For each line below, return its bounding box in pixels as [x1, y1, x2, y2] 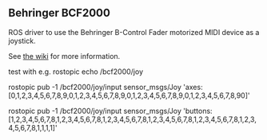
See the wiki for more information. [8, 51, 121, 60]
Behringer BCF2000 [8, 6, 110, 20]
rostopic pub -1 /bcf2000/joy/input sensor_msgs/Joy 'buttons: [8, 106, 213, 115]
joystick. [8, 36, 36, 45]
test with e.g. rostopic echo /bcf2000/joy [8, 67, 144, 76]
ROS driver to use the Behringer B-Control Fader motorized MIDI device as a [8, 27, 260, 37]
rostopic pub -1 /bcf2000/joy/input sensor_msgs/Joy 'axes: [8, 82, 203, 91]
